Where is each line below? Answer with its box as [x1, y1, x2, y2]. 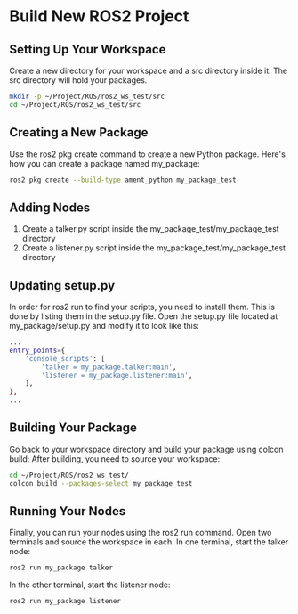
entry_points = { [9, 346, 66, 355]
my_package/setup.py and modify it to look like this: [9, 321, 200, 332]
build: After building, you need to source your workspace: [9, 453, 221, 464]
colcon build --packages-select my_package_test [9, 479, 193, 487]
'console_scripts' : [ [25, 354, 105, 363]
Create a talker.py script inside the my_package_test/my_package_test [21, 224, 279, 234]
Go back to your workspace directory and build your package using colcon [9, 444, 284, 454]
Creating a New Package [9, 125, 149, 140]
